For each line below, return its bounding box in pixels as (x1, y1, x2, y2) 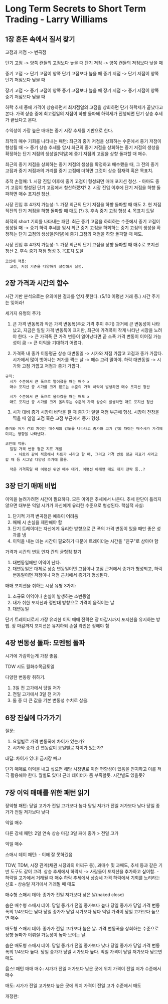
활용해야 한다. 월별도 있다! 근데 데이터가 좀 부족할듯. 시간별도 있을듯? (10, 772, 145, 778)
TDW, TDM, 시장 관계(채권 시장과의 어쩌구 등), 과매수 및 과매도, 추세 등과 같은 (5, 862, 157, 868)
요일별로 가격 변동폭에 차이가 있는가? (12, 738, 85, 745)
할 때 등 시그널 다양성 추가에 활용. (5, 457, 69, 462)
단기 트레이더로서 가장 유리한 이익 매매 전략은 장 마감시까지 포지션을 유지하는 (5, 616, 155, 622)
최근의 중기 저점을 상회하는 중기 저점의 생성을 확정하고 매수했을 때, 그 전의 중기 (5, 161, 159, 167)
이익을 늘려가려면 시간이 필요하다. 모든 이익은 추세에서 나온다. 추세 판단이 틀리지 (5, 496, 162, 502)
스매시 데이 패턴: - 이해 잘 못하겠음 (5, 852, 73, 858)
